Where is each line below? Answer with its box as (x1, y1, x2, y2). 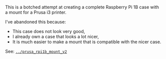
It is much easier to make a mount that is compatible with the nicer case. (12, 39, 162, 45)
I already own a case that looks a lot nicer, (12, 34, 99, 39)
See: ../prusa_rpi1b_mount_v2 (5, 49, 67, 54)
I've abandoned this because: (5, 19, 66, 25)
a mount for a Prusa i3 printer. (5, 9, 67, 15)
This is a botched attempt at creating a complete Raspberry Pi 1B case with (5, 4, 160, 10)
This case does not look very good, (12, 29, 85, 34)
